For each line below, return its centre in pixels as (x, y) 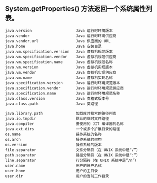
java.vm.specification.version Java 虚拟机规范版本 (59, 51)
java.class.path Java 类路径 (52, 104)
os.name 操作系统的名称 (54, 134)
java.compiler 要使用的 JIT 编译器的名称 (64, 124)
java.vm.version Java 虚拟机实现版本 (59, 67)
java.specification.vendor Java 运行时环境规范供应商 (64, 88)
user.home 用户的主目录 (52, 171)
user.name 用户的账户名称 (54, 166)
